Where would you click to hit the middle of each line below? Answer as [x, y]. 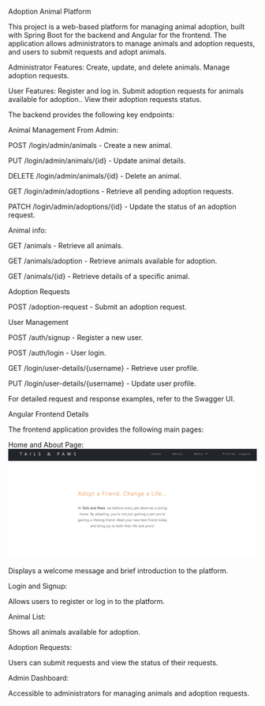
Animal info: [28, 230]
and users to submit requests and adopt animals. [88, 52]
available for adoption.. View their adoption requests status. [105, 99]
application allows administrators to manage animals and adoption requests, [132, 43]
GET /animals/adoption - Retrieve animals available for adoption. [113, 261]
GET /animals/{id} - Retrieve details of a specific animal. [99, 276]
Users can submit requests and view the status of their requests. [113, 663]
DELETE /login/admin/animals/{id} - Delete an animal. [95, 176]
